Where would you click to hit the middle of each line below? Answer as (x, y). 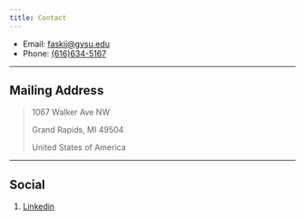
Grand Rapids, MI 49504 (78, 130)
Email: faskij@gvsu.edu (66, 44)
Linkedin (39, 206)
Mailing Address (57, 90)
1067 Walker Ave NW (71, 112)
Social (27, 184)
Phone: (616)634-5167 (64, 53)
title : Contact (38, 18)
